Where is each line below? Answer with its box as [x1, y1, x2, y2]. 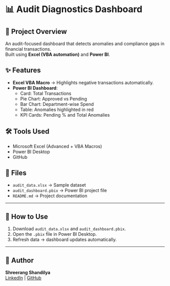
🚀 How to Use [5, 212, 48, 221]
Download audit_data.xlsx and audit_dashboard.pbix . [12, 226, 126, 232]
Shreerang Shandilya [5, 269, 51, 276]
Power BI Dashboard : [12, 85, 58, 91]
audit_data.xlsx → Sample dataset [12, 182, 86, 188]
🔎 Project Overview [5, 27, 67, 35]
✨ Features [5, 66, 41, 75]
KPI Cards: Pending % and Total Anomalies [20, 112, 110, 118]
